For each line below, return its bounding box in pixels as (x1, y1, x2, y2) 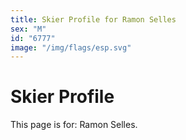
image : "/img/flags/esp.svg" (10, 42, 132, 53)
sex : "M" (10, 24, 47, 34)
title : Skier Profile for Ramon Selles (10, 14, 177, 25)
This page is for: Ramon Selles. (10, 119, 138, 131)
